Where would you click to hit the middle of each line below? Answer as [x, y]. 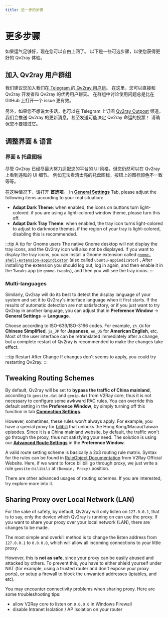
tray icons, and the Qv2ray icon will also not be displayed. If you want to [79, 249]
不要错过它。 [27, 124]
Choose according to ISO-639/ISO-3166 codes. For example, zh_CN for [78, 326]
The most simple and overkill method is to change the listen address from [81, 537]
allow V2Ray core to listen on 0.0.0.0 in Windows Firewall [72, 604]
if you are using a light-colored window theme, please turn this [96, 213]
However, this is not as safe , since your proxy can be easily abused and [79, 558]
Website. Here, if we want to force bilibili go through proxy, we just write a [81, 463]
